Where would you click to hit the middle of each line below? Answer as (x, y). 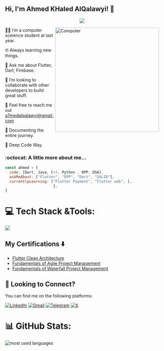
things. (12, 55)
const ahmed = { (21, 168)
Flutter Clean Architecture (38, 258)
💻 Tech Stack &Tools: (50, 211)
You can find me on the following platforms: (49, 296)
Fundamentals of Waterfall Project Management (60, 269)
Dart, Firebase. (20, 70)
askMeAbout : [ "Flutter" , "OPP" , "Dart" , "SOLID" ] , (62, 177)
